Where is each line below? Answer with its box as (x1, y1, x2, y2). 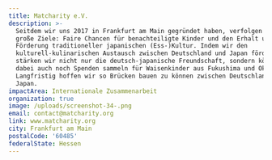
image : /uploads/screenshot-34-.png (8, 102, 132, 110)
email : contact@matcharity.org (8, 110, 114, 118)
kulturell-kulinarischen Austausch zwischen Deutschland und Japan (15, 49, 249, 57)
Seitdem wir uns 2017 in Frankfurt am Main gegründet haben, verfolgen (15, 27, 263, 35)
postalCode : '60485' (8, 132, 79, 140)
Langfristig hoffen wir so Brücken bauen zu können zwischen (15, 72, 227, 80)
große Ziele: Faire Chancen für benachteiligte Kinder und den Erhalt (15, 34, 259, 43)
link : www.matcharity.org (8, 117, 96, 125)
